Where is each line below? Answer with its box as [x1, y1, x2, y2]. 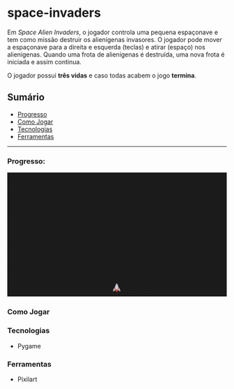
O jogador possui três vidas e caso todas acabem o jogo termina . [7, 71, 197, 80]
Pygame [17, 342, 42, 350]
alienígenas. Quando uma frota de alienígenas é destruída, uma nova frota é [7, 50, 225, 59]
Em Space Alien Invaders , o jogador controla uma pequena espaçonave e [7, 28, 218, 36]
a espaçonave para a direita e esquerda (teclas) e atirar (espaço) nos [7, 43, 205, 51]
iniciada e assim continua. [7, 57, 82, 66]
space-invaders [7, 5, 101, 21]
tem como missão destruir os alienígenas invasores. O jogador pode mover [7, 35, 223, 43]
